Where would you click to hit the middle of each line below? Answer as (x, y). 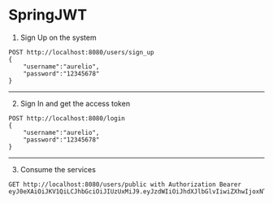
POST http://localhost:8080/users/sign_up (81, 52)
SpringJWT (48, 15)
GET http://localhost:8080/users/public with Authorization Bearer (125, 184)
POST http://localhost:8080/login (67, 118)
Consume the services (58, 169)
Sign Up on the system (58, 37)
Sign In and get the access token (75, 103)
